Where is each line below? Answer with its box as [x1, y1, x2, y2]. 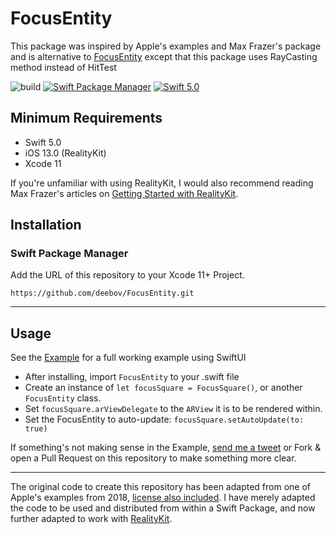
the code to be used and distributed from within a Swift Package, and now [10, 502, 316, 514]
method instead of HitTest [10, 61, 117, 73]
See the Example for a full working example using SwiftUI [10, 352, 247, 364]
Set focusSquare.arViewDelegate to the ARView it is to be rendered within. [24, 403, 323, 415]
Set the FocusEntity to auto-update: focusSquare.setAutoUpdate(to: [24, 413, 305, 426]
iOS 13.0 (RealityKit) [24, 147, 107, 159]
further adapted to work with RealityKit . [10, 513, 173, 525]
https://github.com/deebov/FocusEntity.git [10, 288, 195, 299]
